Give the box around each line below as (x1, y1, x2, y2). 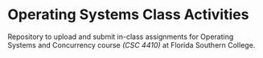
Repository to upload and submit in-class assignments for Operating (7, 32, 234, 41)
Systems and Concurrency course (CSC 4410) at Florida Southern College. (7, 40, 256, 49)
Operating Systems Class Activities (7, 6, 249, 24)
